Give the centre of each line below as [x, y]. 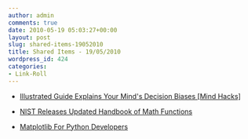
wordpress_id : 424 [38, 60]
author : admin [31, 15]
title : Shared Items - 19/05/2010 [65, 52]
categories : [27, 67]
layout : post [29, 37]
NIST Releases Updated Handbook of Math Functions [106, 112]
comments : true [33, 23]
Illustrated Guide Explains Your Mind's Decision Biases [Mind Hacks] [130, 96]
